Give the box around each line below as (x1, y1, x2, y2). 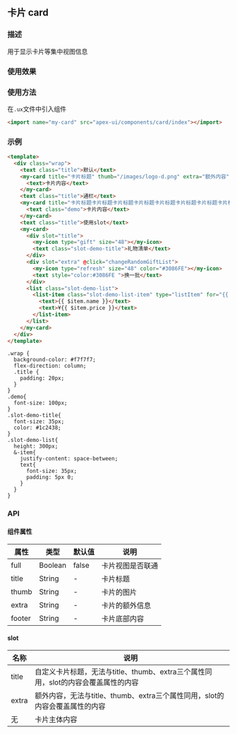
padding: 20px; (20, 375, 65, 382)
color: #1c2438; (13, 424, 61, 431)
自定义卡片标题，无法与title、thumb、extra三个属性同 (35, 667, 213, 677)
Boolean (38, 560, 67, 570)
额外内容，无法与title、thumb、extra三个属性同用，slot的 (35, 690, 224, 700)
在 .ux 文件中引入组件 (7, 105, 67, 113)
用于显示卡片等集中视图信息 (7, 47, 88, 55)
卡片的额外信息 (101, 600, 152, 610)
